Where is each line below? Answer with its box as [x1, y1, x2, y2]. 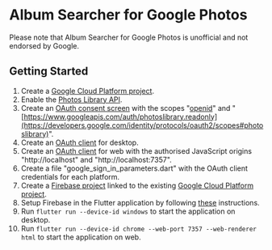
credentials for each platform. [20, 172, 120, 181]
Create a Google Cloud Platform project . [20, 86, 155, 95]
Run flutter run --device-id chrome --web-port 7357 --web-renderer [20, 223, 257, 233]
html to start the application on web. [20, 232, 141, 242]
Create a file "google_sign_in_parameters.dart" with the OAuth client [20, 163, 249, 173]
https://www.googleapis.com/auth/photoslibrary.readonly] [23, 112, 218, 121]
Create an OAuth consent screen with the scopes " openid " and [20, 103, 231, 112]
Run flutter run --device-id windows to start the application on [20, 206, 236, 216]
